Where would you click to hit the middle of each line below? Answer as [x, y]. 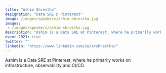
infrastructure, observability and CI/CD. [45, 65]
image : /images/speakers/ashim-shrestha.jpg [52, 19]
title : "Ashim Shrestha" [31, 10]
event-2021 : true [23, 37]
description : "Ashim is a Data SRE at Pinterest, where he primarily [78, 32]
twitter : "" [17, 42]
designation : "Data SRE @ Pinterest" [44, 14]
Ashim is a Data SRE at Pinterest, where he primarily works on [68, 60]
